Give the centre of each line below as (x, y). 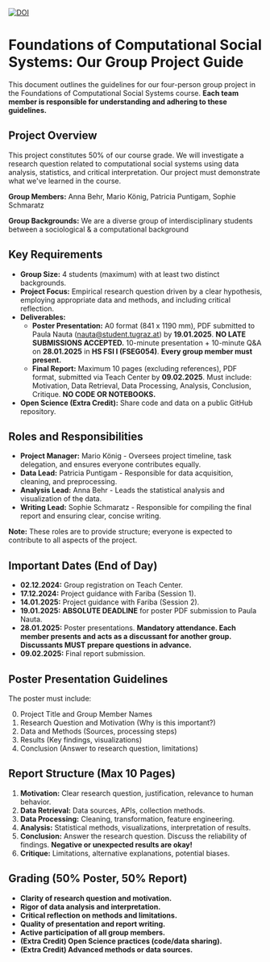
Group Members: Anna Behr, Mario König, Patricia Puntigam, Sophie (122, 196)
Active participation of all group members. (92, 932)
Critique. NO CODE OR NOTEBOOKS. (94, 394)
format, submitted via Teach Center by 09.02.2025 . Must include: (142, 377)
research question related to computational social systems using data (124, 163)
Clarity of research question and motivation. (96, 898)
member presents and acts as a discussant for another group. (126, 637)
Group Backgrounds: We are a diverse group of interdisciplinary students (131, 220)
